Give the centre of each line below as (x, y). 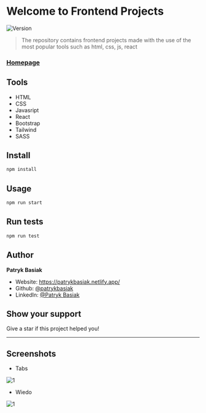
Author (20, 255)
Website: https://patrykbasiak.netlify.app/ (68, 282)
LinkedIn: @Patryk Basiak (47, 295)
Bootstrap (28, 123)
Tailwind (26, 129)
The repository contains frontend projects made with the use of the (106, 40)
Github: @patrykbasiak (44, 288)
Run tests (25, 222)
